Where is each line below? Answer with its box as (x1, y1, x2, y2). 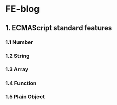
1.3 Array (5, 66, 29, 73)
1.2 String (5, 52, 30, 59)
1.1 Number (5, 39, 33, 46)
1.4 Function (5, 80, 37, 87)
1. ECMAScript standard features (5, 23, 112, 32)
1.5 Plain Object (5, 93, 45, 100)
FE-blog (5, 3, 40, 15)
